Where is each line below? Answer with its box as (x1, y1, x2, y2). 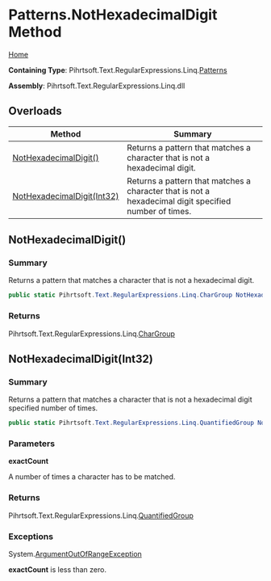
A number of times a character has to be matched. (8, 472, 176, 482)
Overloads (8, 104, 62, 118)
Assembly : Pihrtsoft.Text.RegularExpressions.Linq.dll (8, 81, 186, 91)
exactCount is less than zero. (8, 565, 107, 575)
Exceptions (8, 531, 54, 542)
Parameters (8, 438, 55, 449)
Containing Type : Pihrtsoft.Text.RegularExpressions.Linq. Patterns (8, 65, 227, 74)
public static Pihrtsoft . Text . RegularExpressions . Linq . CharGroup (8, 291, 232, 300)
